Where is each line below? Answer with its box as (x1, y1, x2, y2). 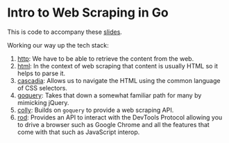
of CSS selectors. (17, 84, 68, 92)
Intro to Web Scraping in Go (7, 5, 169, 21)
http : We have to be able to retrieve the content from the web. (17, 54, 194, 63)
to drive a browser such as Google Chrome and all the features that (17, 120, 210, 128)
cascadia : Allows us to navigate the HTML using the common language (17, 76, 221, 84)
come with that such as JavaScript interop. (17, 128, 140, 136)
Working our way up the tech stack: (7, 41, 109, 49)
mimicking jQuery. (17, 98, 69, 106)
